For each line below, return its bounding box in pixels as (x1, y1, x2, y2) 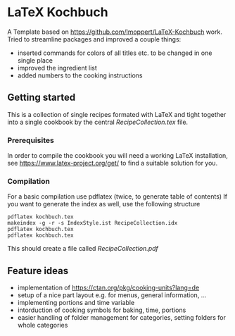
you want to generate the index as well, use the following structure (7, 200, 201, 209)
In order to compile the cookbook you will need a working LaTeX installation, (7, 151, 229, 160)
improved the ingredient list (17, 63, 97, 72)
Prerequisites (7, 135, 54, 145)
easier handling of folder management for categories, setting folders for (17, 313, 227, 322)
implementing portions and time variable (17, 299, 135, 307)
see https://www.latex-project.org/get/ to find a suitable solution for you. (7, 159, 218, 168)
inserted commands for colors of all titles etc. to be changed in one (17, 49, 212, 57)
